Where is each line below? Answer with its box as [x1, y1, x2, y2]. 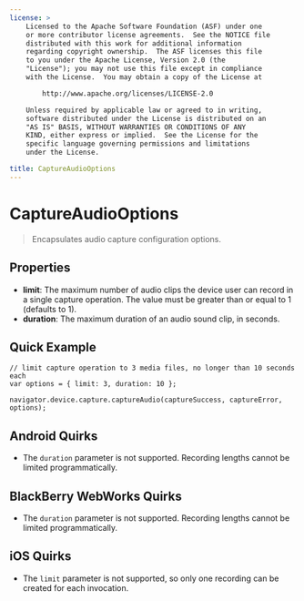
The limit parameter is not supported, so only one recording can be [22, 573, 279, 584]
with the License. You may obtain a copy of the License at [25, 73, 262, 82]
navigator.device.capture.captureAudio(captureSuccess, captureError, [9, 395, 283, 405]
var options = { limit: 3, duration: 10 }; [9, 380, 177, 389]
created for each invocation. [22, 582, 129, 593]
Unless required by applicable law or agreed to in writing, [25, 106, 262, 115]
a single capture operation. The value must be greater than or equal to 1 [22, 293, 291, 305]
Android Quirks [9, 428, 98, 443]
